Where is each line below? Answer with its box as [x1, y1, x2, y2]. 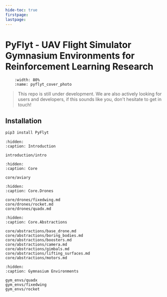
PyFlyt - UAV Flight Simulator [5, 39, 132, 51]
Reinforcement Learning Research [5, 61, 154, 72]
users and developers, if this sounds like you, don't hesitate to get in [17, 96, 162, 103]
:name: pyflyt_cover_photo [14, 82, 72, 87]
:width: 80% [14, 78, 40, 83]
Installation [5, 116, 42, 125]
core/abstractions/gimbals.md [5, 246, 70, 252]
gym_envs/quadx [5, 278, 38, 283]
